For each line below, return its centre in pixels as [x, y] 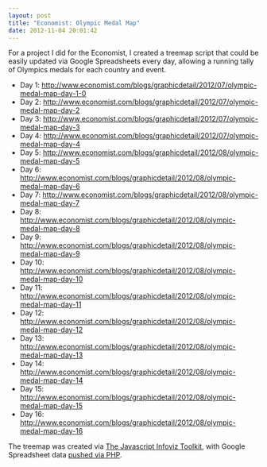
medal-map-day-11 [50, 305]
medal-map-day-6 [50, 187]
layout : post [30, 15]
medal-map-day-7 [50, 203]
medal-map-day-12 [51, 330]
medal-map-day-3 [50, 127]
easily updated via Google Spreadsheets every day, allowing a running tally [131, 61]
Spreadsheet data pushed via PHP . [65, 455]
